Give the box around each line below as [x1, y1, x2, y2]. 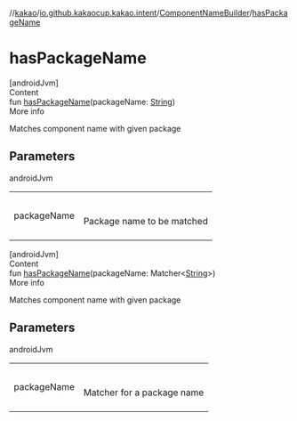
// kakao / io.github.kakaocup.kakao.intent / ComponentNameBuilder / [9, 8, 253, 18]
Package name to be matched [83, 215, 209, 227]
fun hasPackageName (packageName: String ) [9, 96, 176, 107]
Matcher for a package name [83, 386, 205, 399]
